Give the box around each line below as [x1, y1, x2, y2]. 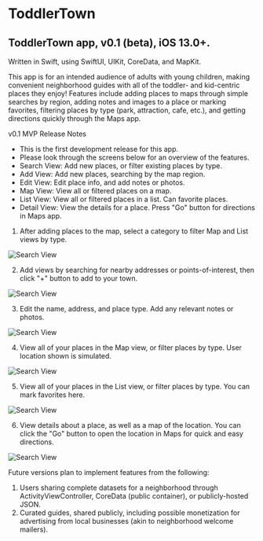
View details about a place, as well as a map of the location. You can [19, 421, 241, 429]
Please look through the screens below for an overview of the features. [19, 153, 250, 162]
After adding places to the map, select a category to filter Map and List [19, 226, 249, 236]
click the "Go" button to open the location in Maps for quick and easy [19, 429, 243, 438]
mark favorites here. [19, 390, 86, 399]
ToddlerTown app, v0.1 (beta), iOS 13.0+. [8, 36, 210, 50]
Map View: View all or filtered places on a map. [19, 186, 172, 195]
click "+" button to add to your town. [19, 274, 138, 283]
